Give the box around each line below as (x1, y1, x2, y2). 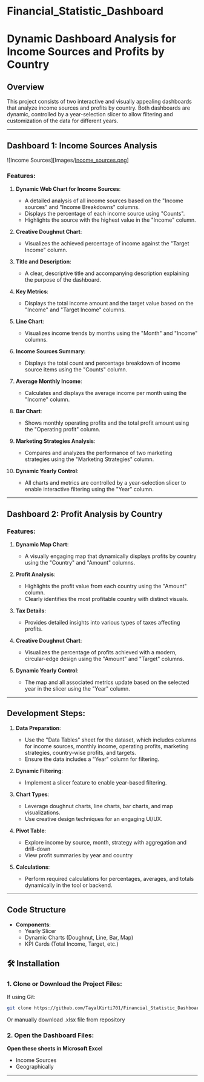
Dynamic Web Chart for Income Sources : (15, 185, 121, 193)
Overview (7, 82, 45, 92)
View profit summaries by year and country (24, 851, 133, 858)
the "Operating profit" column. (24, 426, 100, 433)
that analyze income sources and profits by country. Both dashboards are (7, 104, 190, 111)
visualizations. (24, 809, 61, 816)
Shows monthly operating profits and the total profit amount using (24, 419, 189, 426)
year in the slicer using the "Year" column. (24, 685, 130, 692)
